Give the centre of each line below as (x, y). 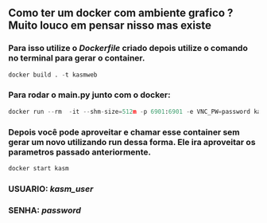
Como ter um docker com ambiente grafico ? (121, 13)
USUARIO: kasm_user (51, 189)
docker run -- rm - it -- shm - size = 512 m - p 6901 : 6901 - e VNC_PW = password (130, 111)
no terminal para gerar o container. (77, 58)
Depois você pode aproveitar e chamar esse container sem (124, 132)
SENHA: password (45, 210)
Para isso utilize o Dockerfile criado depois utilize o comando (128, 49)
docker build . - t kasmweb (53, 75)
